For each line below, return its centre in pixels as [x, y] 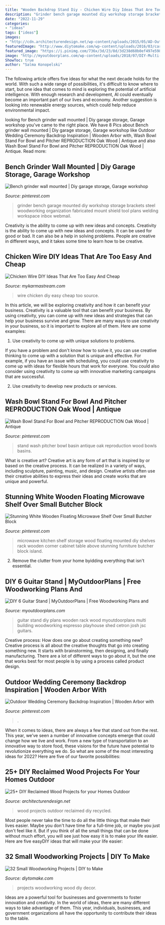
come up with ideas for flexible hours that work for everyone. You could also [82, 366]
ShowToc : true [20, 60]
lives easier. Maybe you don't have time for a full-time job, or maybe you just [82, 825]
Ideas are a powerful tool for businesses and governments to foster [73, 897]
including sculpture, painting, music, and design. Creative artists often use [80, 471]
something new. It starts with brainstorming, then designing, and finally [77, 651]
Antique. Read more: [26, 151]
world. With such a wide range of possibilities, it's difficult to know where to [82, 84]
